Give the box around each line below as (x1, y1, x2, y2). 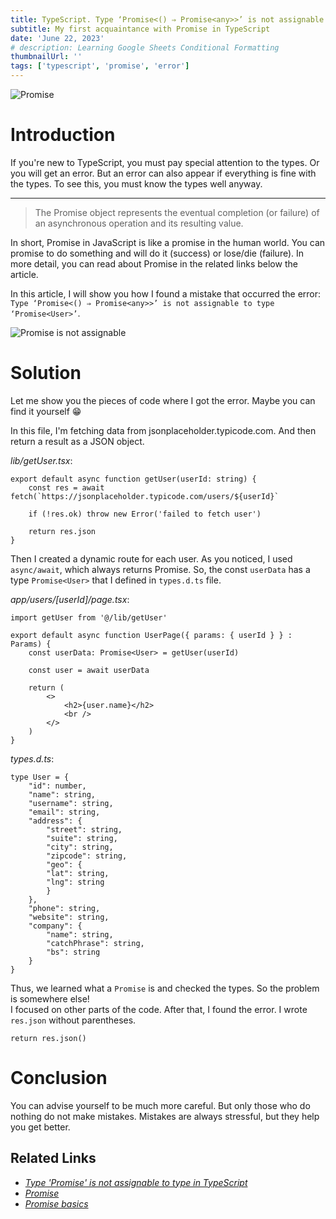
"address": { (28, 816, 83, 826)
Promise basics (24, 1197, 89, 1210)
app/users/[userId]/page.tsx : (10, 593, 130, 605)
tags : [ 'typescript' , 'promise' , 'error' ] (10, 61, 190, 71)
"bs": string (46, 947, 101, 957)
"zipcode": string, (46, 851, 128, 861)
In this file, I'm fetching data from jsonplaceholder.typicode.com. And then (10, 424, 317, 436)
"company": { (28, 921, 83, 931)
